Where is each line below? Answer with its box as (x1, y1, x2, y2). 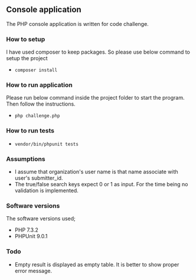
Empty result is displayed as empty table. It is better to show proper (14, 261, 179, 268)
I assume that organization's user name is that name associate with (14, 168, 178, 175)
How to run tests (6, 127, 55, 135)
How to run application (6, 81, 73, 89)
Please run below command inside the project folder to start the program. (6, 94, 185, 101)
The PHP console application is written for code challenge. (6, 20, 149, 27)
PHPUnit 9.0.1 (14, 233, 48, 240)
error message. (14, 267, 52, 274)
